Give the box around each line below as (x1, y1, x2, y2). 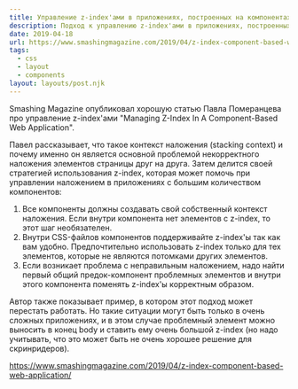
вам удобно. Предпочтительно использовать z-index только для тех (21, 241, 281, 252)
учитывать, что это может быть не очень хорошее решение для (9, 333, 253, 344)
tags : (9, 46, 29, 55)
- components (17, 71, 66, 80)
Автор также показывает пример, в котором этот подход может (9, 296, 254, 307)
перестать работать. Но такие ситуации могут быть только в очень (9, 305, 265, 315)
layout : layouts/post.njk (9, 79, 105, 88)
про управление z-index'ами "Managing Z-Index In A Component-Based (9, 113, 278, 123)
